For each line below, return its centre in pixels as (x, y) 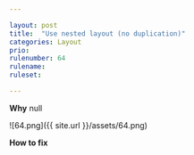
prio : (19, 50)
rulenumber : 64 (38, 59)
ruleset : (25, 75)
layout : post (34, 25)
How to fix (29, 143)
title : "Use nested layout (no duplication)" (97, 33)
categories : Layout (46, 42)
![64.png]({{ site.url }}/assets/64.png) (78, 125)
